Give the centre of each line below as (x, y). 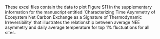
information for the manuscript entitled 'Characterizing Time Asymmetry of (80, 12)
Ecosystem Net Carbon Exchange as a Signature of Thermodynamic (74, 17)
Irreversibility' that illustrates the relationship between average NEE (72, 22)
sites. (10, 32)
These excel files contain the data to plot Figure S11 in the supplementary (79, 7)
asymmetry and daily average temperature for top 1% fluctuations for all (77, 27)
